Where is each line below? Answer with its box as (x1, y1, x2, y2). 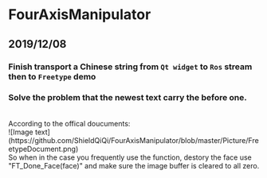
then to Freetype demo (8, 71, 96, 82)
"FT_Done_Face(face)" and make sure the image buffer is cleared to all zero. (8, 161, 260, 170)
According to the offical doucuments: (8, 118, 131, 128)
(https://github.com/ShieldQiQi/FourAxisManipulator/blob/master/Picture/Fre (8, 135, 259, 145)
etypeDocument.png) (8, 144, 79, 153)
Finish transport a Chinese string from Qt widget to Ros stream (8, 61, 253, 72)
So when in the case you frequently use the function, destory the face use (8, 153, 253, 162)
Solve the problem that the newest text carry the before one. (8, 92, 247, 103)
